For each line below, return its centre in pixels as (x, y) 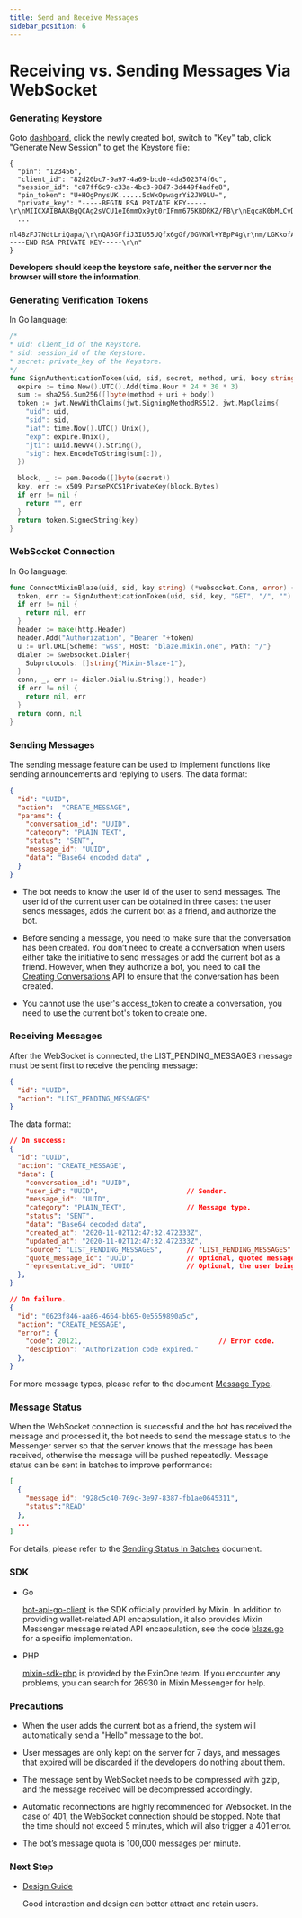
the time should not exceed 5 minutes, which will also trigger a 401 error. (157, 1825)
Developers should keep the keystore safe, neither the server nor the (141, 267)
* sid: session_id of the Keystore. (78, 353)
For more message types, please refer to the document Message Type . (141, 1384)
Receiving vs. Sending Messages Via (150, 71)
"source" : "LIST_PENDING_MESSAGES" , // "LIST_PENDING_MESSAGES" (159, 1249)
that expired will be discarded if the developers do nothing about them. (154, 1762)
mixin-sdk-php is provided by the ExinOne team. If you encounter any (151, 1673)
